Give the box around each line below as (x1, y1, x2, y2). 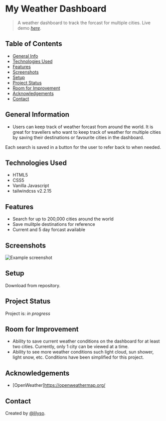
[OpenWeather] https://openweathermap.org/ (12, 382, 106, 388)
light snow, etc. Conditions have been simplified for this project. (12, 354, 144, 360)
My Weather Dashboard (5, 3, 107, 15)
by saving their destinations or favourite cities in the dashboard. (12, 134, 144, 140)
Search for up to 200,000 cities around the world (12, 216, 114, 222)
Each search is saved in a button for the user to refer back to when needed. (5, 144, 161, 150)
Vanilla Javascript (12, 183, 49, 189)
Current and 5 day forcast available (12, 227, 85, 233)
